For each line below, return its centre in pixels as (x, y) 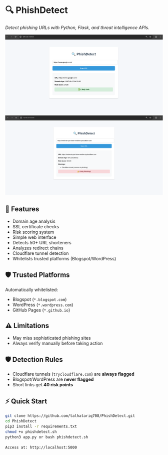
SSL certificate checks (35, 226)
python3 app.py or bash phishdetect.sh (47, 437)
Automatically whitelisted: (32, 289)
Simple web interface (34, 237)
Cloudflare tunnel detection (40, 253)
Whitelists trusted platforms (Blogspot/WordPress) (64, 258)
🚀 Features (22, 209)
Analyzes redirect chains (38, 248)
